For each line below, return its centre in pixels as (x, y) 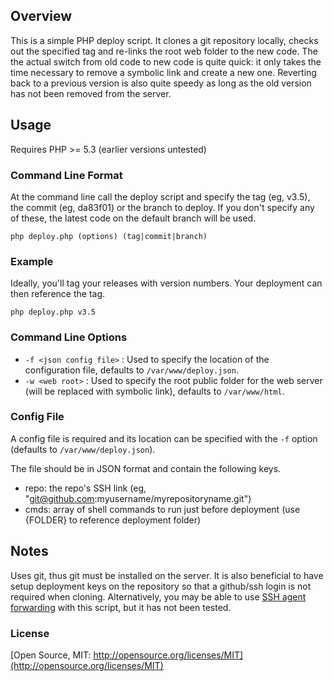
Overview (41, 16)
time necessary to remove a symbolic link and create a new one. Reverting (163, 72)
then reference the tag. (58, 294)
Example (32, 261)
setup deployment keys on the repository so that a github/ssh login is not (161, 586)
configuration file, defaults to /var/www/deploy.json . (131, 370)
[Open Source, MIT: (51, 655)
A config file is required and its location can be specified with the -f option (164, 438)
